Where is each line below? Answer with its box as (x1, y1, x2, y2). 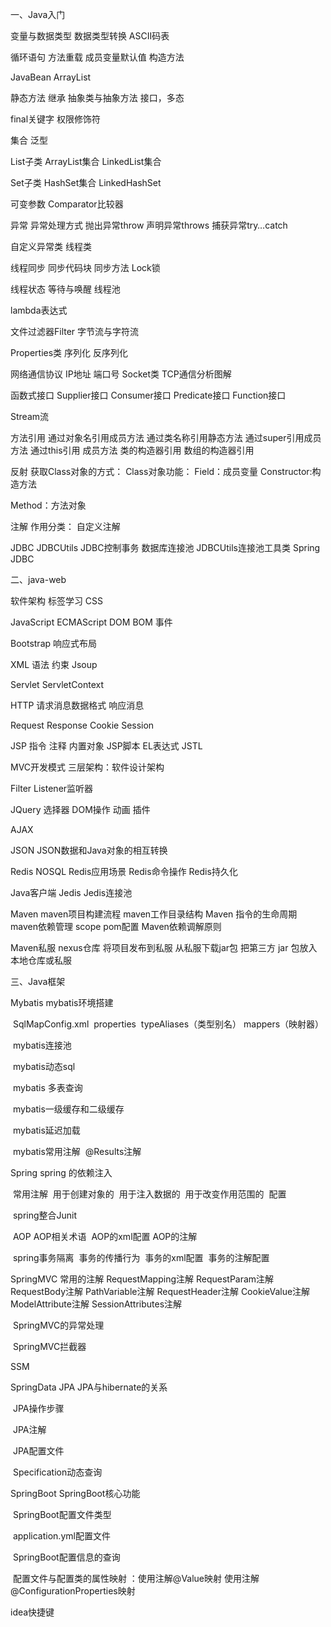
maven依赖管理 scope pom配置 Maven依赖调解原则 (10, 921, 222, 932)
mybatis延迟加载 (12, 1124, 81, 1136)
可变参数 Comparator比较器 (10, 198, 124, 210)
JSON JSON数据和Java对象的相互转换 (10, 844, 168, 856)
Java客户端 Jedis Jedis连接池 (10, 887, 133, 898)
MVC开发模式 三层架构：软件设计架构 (10, 761, 165, 773)
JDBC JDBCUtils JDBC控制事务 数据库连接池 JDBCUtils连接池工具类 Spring (10, 542, 321, 553)
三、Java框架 (10, 976, 66, 987)
